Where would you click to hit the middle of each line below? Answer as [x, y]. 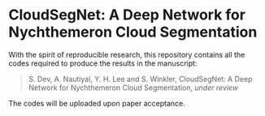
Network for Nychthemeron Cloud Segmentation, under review [133, 88]
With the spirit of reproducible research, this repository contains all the [127, 54]
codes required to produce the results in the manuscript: [103, 63]
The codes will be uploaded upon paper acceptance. [97, 103]
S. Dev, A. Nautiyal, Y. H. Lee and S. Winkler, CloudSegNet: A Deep [140, 79]
